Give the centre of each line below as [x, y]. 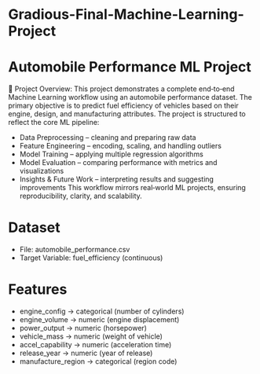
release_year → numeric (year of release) [86, 353]
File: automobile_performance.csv [75, 250]
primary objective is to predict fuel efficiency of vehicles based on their [124, 106]
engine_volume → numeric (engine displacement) [99, 319]
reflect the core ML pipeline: [54, 123]
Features [38, 290]
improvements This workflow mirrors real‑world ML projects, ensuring [132, 188]
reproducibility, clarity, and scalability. [81, 196]
